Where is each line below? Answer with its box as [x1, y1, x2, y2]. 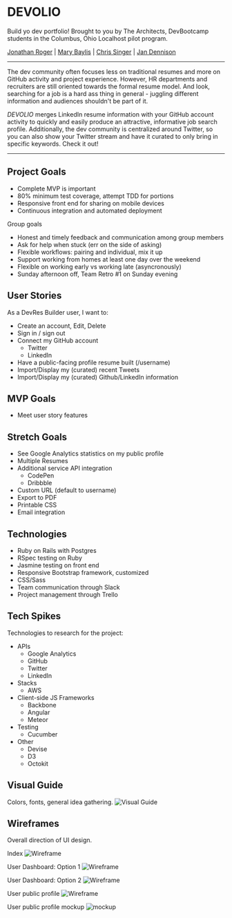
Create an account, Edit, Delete [17, 322, 106, 330]
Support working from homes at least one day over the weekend [17, 255, 201, 263]
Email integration [17, 508, 66, 516]
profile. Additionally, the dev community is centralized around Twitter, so [7, 125, 213, 133]
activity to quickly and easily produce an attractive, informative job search [7, 117, 217, 126]
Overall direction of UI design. [7, 836, 93, 844]
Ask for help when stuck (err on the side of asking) [17, 240, 162, 248]
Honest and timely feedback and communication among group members [17, 233, 224, 242]
